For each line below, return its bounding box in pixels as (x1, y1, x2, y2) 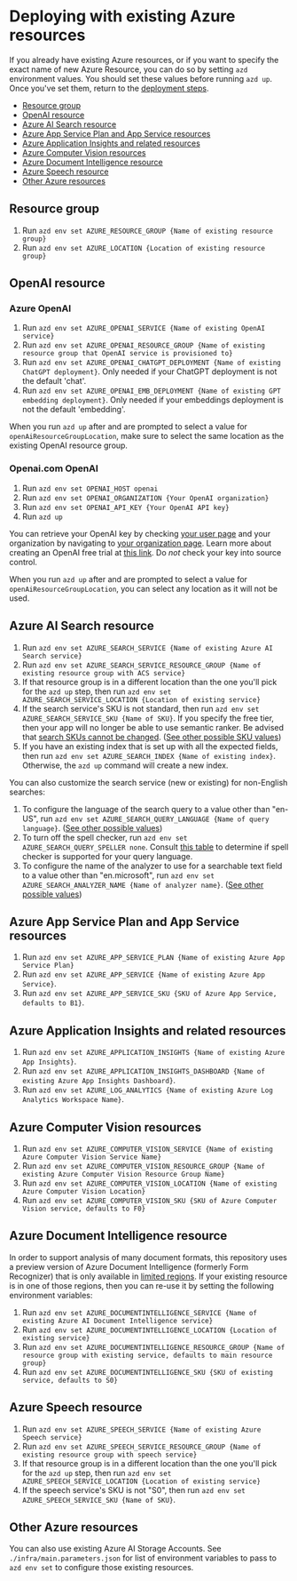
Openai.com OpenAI (9, 462, 99, 475)
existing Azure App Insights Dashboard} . (21, 1075, 176, 1086)
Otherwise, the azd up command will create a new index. (21, 760, 229, 771)
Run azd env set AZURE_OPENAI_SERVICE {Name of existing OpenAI (21, 323, 266, 333)
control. (9, 556, 38, 567)
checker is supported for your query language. (21, 850, 193, 861)
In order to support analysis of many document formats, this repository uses (9, 1251, 288, 1263)
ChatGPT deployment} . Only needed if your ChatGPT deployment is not (21, 366, 277, 377)
